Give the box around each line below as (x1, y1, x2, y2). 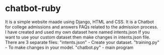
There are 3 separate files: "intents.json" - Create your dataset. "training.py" (5, 39, 160, 45)
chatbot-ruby (5, 3, 61, 14)
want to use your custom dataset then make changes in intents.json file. (5, 34, 151, 40)
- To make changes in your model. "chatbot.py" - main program (5, 44, 134, 50)
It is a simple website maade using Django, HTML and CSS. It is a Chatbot (5, 19, 154, 25)
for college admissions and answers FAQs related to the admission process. (5, 24, 159, 29)
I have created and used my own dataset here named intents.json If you (5, 29, 150, 35)
